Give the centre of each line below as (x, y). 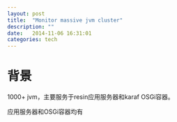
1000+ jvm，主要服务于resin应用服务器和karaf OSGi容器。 (91, 97)
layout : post (26, 14)
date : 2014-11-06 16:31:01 (49, 33)
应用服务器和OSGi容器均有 (45, 112)
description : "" (31, 26)
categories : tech (32, 40)
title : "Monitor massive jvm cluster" (65, 20)
